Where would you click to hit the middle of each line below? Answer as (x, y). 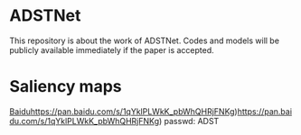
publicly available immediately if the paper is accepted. (112, 49)
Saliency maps (66, 87)
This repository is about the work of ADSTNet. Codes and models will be (145, 40)
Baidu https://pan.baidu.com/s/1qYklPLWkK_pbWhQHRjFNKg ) (123, 111)
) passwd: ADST (189, 121)
